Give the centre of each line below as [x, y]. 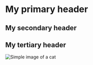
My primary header [47, 9]
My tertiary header [36, 45]
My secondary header [41, 28]
